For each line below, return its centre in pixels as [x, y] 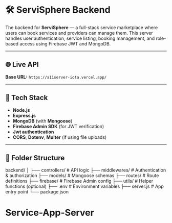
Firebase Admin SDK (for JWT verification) [58, 126]
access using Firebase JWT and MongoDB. [65, 43]
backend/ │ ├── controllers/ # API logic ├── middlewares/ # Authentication [86, 170]
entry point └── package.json [37, 192]
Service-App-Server [50, 213]
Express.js [24, 115]
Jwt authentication [33, 132]
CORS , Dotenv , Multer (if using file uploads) [60, 137]
